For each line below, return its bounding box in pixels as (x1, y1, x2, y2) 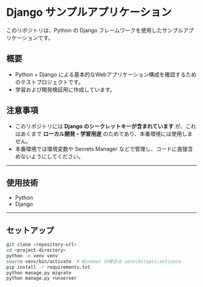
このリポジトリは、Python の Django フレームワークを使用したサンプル (6, 27, 184, 34)
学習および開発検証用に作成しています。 (14, 86, 115, 93)
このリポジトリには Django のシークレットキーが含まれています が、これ (14, 122, 196, 130)
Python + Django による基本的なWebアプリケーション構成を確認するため (14, 71, 197, 78)
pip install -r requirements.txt (6, 264, 91, 270)
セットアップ (6, 225, 54, 236)
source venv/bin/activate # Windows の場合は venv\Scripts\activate (6, 258, 181, 265)
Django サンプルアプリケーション (6, 5, 172, 19)
